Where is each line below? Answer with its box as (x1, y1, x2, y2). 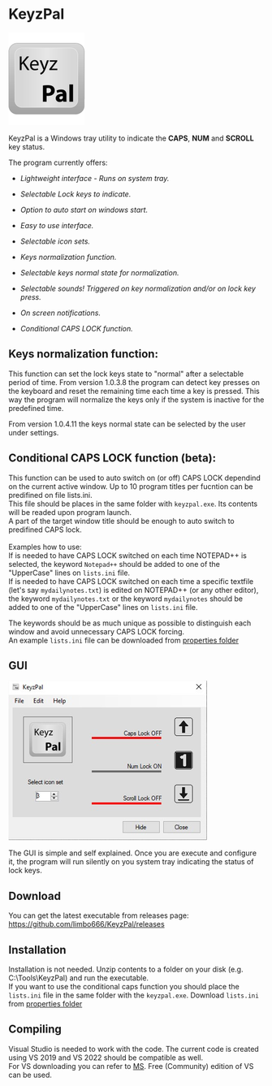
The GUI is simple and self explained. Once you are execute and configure (8, 848, 257, 858)
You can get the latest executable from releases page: (8, 911, 189, 920)
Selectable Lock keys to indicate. (19, 188, 132, 199)
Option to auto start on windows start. (19, 205, 149, 214)
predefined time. (8, 403, 64, 413)
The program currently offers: (8, 158, 108, 167)
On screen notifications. (19, 308, 101, 318)
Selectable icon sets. (19, 236, 91, 246)
